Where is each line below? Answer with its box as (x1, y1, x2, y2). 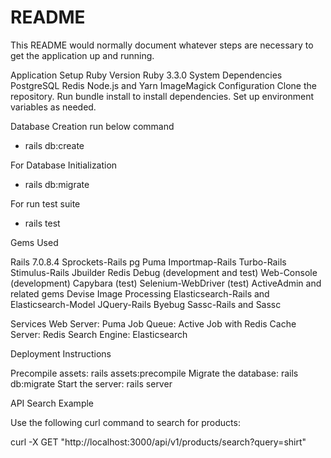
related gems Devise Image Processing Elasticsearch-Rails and (10, 287, 270, 300)
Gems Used (10, 236, 59, 248)
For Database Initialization (10, 159, 118, 171)
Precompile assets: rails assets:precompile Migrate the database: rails (10, 367, 299, 379)
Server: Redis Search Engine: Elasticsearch (10, 328, 188, 340)
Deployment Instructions (10, 347, 112, 360)
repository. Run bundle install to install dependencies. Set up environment (10, 90, 315, 102)
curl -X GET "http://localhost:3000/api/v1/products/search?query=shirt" (10, 436, 307, 448)
